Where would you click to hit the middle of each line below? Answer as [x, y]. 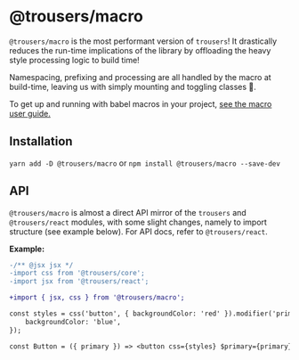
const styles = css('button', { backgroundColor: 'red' [115, 314]
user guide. [30, 113]
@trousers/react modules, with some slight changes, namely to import [138, 222]
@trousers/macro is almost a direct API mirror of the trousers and [128, 212]
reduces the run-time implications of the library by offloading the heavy [140, 50]
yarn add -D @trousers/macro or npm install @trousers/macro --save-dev [145, 163]
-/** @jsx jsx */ [41, 265]
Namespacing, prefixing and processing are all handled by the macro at [140, 77]
